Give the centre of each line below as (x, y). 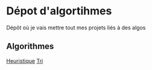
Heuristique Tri (25, 60)
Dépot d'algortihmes (59, 11)
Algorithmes (30, 46)
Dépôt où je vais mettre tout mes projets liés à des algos (76, 28)
